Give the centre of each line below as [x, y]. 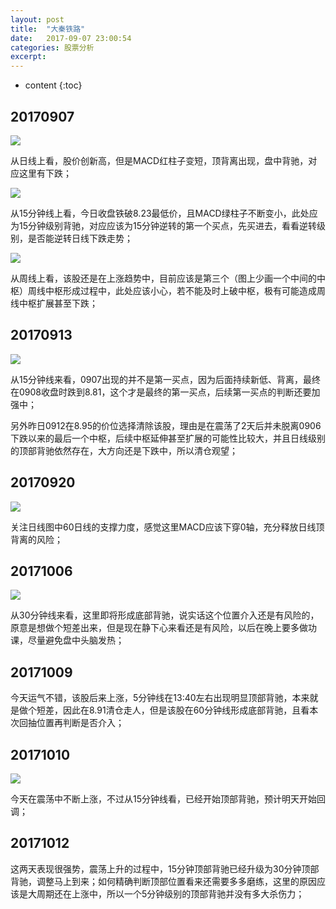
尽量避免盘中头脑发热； [76, 640]
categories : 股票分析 [52, 47]
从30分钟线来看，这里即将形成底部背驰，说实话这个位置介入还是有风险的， [165, 615]
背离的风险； [36, 539]
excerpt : [28, 57]
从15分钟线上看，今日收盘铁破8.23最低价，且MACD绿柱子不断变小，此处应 [164, 213]
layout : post [37, 19]
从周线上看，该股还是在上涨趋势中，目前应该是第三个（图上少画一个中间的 [163, 278]
